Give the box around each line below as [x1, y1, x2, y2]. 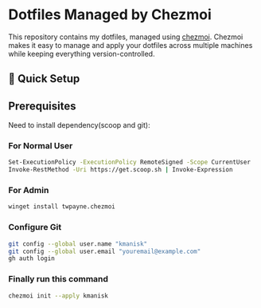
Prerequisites [8, 99, 76, 113]
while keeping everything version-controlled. [8, 49, 155, 58]
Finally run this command [8, 274, 109, 285]
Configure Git [8, 222, 62, 233]
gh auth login [8, 255, 56, 263]
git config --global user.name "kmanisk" [8, 239, 148, 248]
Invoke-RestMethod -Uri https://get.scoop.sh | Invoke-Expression [8, 166, 233, 174]
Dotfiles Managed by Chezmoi [8, 6, 212, 24]
